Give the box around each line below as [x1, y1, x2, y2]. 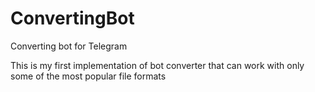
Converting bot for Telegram [10, 40, 128, 52]
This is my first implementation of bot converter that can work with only [10, 59, 305, 71]
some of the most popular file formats [10, 70, 167, 82]
